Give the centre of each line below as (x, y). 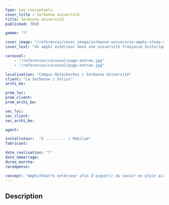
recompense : (18, 167)
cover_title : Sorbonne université (43, 15)
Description (24, 196)
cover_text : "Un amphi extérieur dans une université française (74, 47)
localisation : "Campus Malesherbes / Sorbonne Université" (68, 74)
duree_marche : (20, 162)
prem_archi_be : (21, 102)
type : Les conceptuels (29, 10)
